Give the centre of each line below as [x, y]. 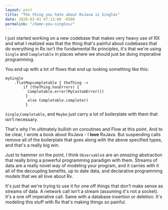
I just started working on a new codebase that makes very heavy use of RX [82, 38]
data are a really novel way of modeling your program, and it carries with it [82, 166]
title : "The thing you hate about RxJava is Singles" [63, 15]
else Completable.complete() [58, 100]
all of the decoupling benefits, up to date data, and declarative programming [84, 171]
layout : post [19, 10]
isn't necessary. [22, 120]
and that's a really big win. [32, 145]
